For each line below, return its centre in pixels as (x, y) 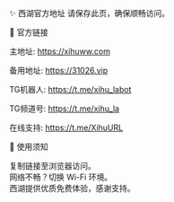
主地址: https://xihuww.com (60, 51)
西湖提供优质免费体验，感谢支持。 (72, 188)
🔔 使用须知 (29, 147)
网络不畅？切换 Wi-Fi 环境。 (61, 177)
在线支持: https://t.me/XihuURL (66, 127)
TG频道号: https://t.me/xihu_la (64, 109)
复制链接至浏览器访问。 (52, 166)
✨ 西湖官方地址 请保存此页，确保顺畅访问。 (90, 13)
